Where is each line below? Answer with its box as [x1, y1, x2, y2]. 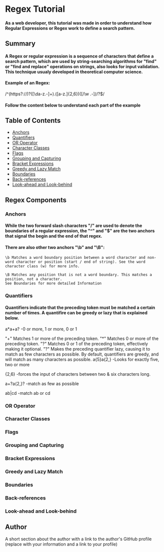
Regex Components [5, 195, 67, 204]
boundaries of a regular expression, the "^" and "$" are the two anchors [5, 228, 155, 234]
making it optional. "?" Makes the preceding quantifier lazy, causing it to [5, 346, 150, 352]
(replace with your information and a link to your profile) [5, 541, 117, 547]
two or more [5, 361, 30, 367]
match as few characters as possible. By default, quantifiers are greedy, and [5, 351, 159, 357]
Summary [5, 39, 36, 48]
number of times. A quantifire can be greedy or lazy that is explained [5, 310, 148, 315]
